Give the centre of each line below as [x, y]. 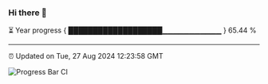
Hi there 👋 [28, 13]
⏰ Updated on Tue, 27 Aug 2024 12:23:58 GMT [86, 56]
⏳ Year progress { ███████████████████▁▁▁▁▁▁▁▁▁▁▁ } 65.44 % [132, 30]
